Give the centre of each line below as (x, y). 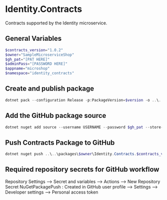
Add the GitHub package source (56, 116)
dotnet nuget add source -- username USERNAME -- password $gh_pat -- (78, 127)
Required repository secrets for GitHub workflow (82, 169)
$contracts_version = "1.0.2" (34, 50)
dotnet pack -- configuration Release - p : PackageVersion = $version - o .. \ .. (84, 100)
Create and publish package (50, 89)
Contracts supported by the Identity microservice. (56, 23)
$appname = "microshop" (28, 69)
